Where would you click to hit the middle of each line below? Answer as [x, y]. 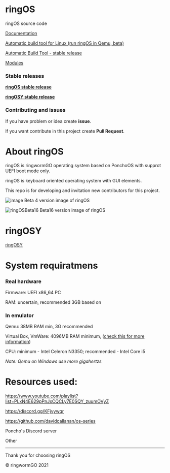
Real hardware [23, 281]
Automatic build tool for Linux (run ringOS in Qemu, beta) [65, 43]
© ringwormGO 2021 [27, 465]
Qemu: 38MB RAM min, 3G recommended [49, 327]
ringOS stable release [29, 87]
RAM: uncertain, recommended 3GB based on [53, 302]
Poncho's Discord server [31, 431]
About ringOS [35, 151]
